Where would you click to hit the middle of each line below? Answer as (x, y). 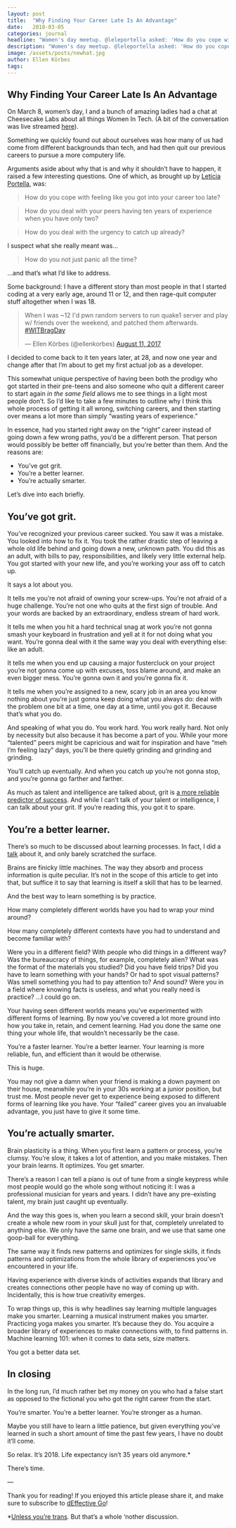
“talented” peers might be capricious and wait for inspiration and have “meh (117, 743)
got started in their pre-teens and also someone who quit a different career (116, 386)
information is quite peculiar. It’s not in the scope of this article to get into (113, 875)
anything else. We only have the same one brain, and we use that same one (117, 1230)
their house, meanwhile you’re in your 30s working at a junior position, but (115, 1089)
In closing (29, 1374)
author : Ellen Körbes (39, 60)
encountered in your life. (43, 1266)
